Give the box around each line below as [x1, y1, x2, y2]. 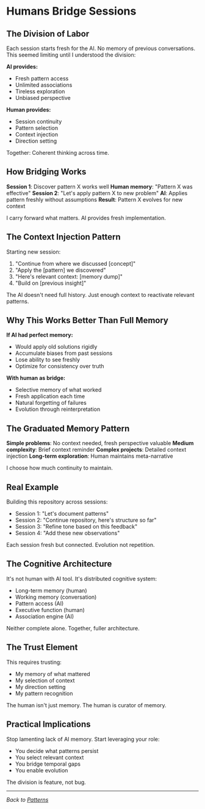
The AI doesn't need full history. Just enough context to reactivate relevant [6, 291, 195, 298]
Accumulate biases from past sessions [15, 349, 113, 357]
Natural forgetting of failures [15, 399, 87, 407]
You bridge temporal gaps [15, 760, 81, 768]
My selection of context [15, 677, 75, 684]
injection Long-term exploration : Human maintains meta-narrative [6, 452, 174, 460]
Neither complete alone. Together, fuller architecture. [6, 624, 140, 632]
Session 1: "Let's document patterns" [15, 510, 109, 518]
